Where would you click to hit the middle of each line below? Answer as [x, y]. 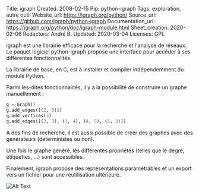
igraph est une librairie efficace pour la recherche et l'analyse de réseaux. [97, 45]
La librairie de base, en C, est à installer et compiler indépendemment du [95, 70]
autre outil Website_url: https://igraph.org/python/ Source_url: [81, 15]
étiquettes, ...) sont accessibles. [45, 156]
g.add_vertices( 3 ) [29, 115]
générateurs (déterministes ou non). [50, 139]
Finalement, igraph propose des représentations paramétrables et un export [99, 168]
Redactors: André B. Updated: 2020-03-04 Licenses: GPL [94, 34]
